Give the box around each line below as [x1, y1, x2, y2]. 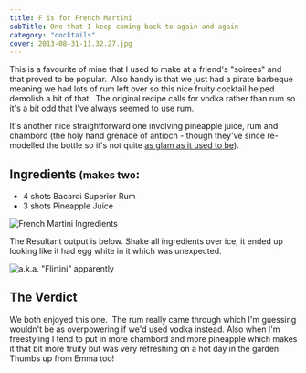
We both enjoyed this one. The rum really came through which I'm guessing [9, 314, 297, 325]
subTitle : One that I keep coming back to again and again [9, 22, 239, 31]
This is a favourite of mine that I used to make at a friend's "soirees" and [9, 64, 282, 75]
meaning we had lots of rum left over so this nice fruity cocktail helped [9, 83, 275, 94]
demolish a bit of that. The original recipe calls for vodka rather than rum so [9, 93, 296, 104]
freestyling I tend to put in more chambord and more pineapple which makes [9, 333, 298, 344]
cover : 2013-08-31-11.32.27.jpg [9, 38, 132, 48]
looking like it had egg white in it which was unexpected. [9, 246, 222, 257]
